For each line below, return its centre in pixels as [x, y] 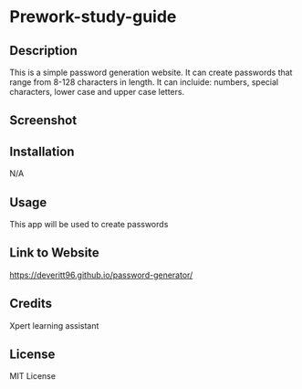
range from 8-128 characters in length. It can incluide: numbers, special [144, 82]
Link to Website [55, 253]
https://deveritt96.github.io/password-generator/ [101, 275]
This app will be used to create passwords [89, 225]
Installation [42, 151]
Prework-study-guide [93, 17]
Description [43, 51]
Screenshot [43, 121]
